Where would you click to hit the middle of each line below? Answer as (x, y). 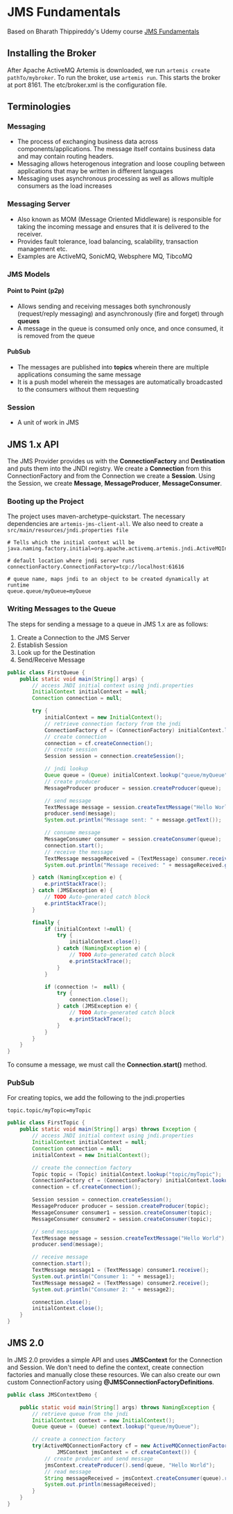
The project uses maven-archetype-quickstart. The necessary (96, 516)
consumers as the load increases (64, 186)
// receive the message (78, 852)
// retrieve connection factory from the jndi (113, 724)
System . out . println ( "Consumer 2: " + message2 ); (104, 1289)
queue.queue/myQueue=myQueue (49, 591)
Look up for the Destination (56, 652)
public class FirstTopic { (46, 1123)
